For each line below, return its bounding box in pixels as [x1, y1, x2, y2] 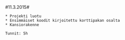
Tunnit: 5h [5, 31, 28, 36]
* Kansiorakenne [5, 22, 39, 27]
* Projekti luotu [5, 14, 42, 19]
